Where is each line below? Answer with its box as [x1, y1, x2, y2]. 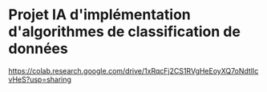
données [8, 40, 68, 58]
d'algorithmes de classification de [8, 22, 241, 41]
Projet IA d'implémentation [8, 6, 191, 24]
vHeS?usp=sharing [8, 74, 72, 84]
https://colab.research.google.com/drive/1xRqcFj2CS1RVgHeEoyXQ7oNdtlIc [8, 66, 259, 75]
